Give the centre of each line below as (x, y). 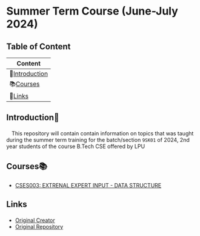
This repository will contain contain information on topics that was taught (103, 133)
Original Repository (39, 227)
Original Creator (35, 220)
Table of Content (38, 46)
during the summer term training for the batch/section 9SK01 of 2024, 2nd (98, 140)
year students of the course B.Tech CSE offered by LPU (76, 146)
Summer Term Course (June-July (92, 11)
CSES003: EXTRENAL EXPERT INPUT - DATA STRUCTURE (88, 185)
